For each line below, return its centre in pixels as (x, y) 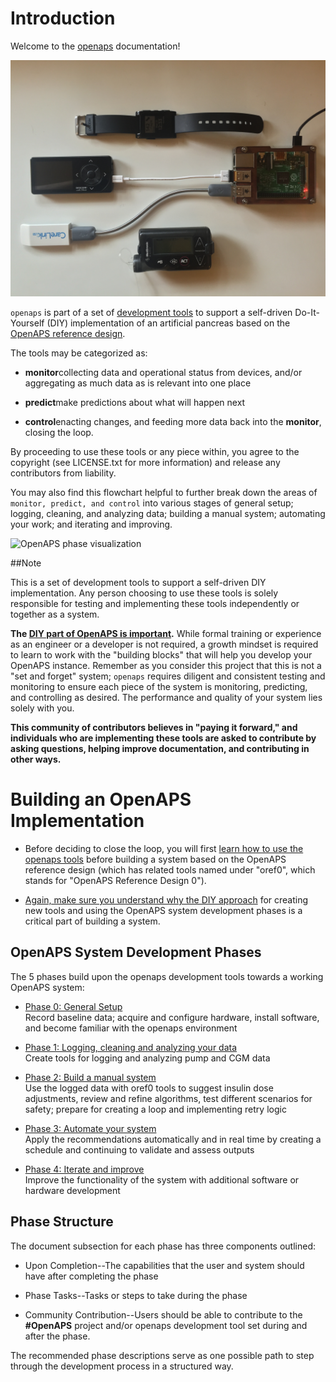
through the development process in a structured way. (122, 1366)
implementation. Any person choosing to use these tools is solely (144, 593)
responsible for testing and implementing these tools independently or (155, 603)
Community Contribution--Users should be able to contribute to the (163, 1314)
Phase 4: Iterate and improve (84, 1169)
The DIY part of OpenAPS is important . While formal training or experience (166, 633)
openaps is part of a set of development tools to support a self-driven (151, 312)
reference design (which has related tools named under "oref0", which (170, 869)
